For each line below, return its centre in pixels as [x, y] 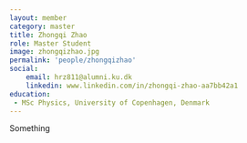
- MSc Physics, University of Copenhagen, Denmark [111, 102]
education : [30, 94]
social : [24, 69]
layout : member [38, 18]
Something [30, 128]
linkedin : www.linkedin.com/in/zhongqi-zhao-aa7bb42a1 [132, 86]
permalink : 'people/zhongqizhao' [73, 60]
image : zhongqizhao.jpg [55, 52]
